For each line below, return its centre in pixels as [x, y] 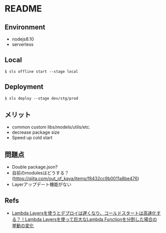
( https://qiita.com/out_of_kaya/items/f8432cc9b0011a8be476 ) [76, 179]
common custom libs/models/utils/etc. [51, 127]
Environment [25, 27]
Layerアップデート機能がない [41, 185]
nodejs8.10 [23, 39]
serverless [23, 44]
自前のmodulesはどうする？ [40, 173]
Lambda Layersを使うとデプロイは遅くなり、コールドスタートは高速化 [84, 213]
